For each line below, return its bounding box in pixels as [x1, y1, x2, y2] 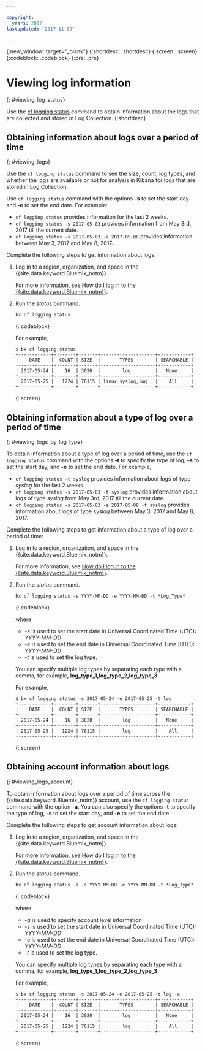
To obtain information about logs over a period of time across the [6, 790, 170, 797]
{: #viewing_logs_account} [6, 778, 73, 785]
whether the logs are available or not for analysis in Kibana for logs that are [6, 177, 196, 184]
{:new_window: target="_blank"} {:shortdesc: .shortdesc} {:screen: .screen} [6, 48, 198, 55]
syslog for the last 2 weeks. [15, 481, 85, 489]
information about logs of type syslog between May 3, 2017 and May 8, [15, 507, 195, 515]
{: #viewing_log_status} [6, 96, 65, 104]
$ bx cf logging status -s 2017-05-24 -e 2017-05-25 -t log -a [15, 991, 181, 997]
